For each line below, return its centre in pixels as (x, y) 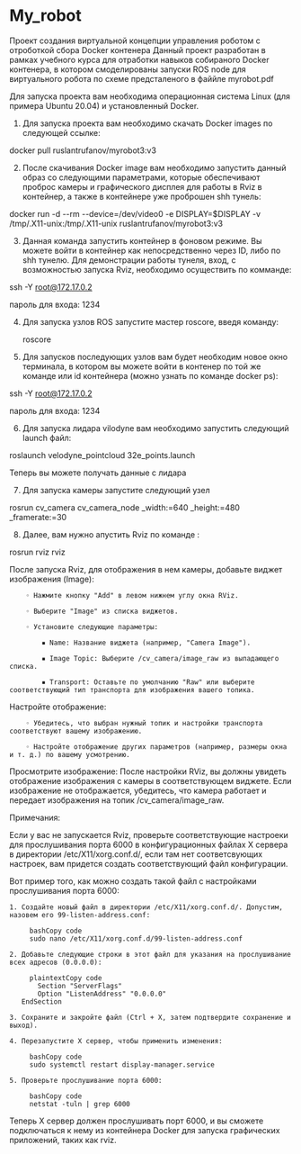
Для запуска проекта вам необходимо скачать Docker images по (147, 123)
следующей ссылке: (61, 132)
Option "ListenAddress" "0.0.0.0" (102, 994)
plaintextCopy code (66, 978)
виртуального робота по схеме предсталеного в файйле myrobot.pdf (142, 78)
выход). (24, 1025)
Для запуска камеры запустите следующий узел (116, 490)
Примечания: (35, 817)
